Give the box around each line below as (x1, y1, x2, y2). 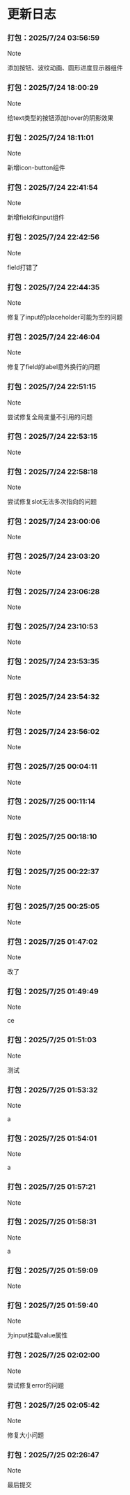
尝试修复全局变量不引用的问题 (7, 412, 92, 421)
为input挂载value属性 (7, 1331, 68, 1339)
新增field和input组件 (7, 213, 65, 222)
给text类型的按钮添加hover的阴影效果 (7, 113, 114, 122)
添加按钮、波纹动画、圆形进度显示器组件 (7, 63, 123, 72)
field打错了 (7, 263, 38, 271)
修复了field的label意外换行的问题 (7, 363, 101, 371)
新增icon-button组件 (7, 163, 66, 172)
